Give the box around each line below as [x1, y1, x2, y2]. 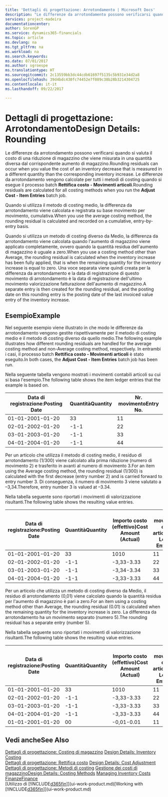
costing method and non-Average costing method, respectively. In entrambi [5, 346, 161, 352]
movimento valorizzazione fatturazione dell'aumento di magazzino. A [5, 281, 146, 287]
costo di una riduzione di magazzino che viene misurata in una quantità [5, 155, 152, 161]
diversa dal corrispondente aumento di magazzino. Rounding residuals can [5, 160, 158, 166]
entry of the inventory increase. [5, 297, 70, 303]
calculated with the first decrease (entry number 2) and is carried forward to [5, 473, 162, 479]
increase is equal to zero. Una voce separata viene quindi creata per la [5, 265, 151, 271]
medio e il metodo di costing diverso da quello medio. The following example [5, 335, 162, 341]
